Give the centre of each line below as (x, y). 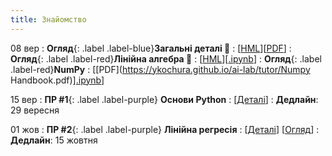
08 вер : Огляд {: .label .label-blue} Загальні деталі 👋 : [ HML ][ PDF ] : (151, 48)
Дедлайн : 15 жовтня (54, 140)
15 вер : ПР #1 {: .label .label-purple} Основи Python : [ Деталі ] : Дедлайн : (164, 99)
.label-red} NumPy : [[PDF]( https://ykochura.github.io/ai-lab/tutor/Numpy (160, 69)
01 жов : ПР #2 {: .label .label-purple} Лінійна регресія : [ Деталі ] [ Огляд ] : (165, 129)
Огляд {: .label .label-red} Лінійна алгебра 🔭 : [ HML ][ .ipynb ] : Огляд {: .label (166, 58)
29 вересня (35, 110)
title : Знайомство (48, 19)
